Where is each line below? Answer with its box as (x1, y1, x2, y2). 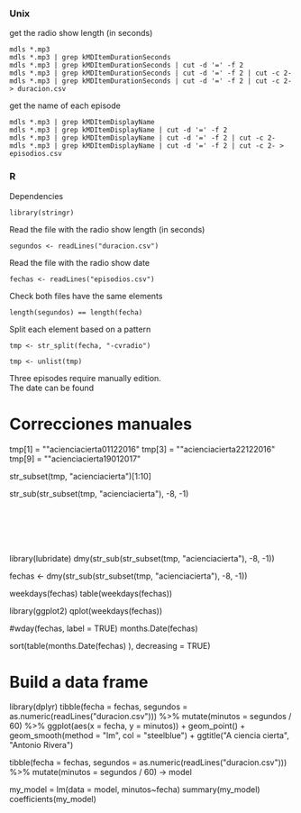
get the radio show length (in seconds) (9, 28, 153, 39)
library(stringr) (9, 208, 75, 217)
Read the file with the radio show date (9, 257, 150, 268)
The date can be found (9, 382, 95, 393)
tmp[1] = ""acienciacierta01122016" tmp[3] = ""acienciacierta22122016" (9, 443, 276, 454)
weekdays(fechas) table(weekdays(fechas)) (9, 588, 173, 598)
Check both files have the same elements (9, 290, 163, 301)
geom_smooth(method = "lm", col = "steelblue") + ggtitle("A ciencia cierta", (9, 730, 290, 741)
